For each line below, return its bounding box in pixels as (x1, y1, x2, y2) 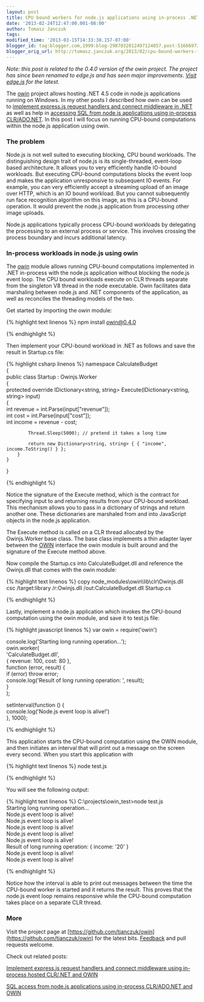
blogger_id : (6, 43, 36, 49)
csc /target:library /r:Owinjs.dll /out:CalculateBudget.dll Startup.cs (6, 585, 171, 592)
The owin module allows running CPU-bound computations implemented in (6, 263, 194, 270)
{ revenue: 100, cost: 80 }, (6, 657, 72, 665)
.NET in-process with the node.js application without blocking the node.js (6, 269, 190, 276)
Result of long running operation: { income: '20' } (6, 843, 129, 851)
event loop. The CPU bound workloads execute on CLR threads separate (6, 276, 188, 283)
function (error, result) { (6, 664, 66, 671)
